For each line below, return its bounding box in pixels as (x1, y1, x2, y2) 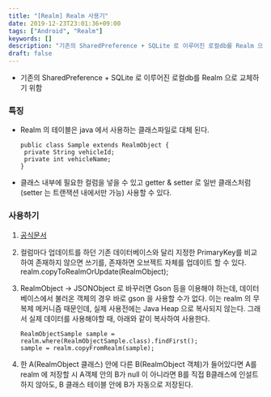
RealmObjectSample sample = (19, 330, 115, 338)
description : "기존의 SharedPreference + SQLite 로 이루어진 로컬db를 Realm (8, 42, 255, 50)
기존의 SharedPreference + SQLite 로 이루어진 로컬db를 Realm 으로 (19, 73, 238, 82)
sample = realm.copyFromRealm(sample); (19, 344, 155, 352)
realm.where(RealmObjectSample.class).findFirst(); (19, 337, 198, 345)
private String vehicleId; (23, 148, 115, 156)
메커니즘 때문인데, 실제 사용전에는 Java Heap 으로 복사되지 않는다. (35, 303, 246, 313)
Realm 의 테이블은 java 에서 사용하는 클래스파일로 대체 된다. (19, 125, 210, 134)
